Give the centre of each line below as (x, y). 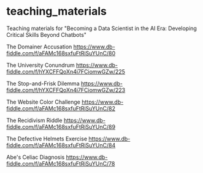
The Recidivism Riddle (34, 120)
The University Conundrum (40, 65)
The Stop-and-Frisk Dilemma (43, 83)
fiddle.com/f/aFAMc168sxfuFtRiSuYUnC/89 (61, 126)
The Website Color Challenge (44, 102)
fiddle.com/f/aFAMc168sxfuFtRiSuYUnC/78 (61, 163)
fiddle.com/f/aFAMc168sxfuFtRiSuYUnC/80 (61, 53)
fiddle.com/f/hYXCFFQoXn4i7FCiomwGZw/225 (66, 71)
